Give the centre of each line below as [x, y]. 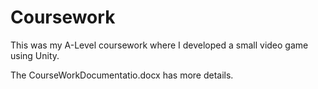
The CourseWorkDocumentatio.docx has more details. [122, 75]
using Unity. [35, 55]
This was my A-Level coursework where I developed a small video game [159, 45]
